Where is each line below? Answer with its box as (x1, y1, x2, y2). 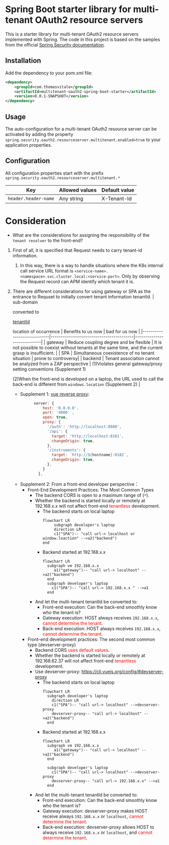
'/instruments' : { (47, 448, 86, 453)
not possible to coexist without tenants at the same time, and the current (12, 344, 163, 350)
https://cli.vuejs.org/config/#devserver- (81, 669, 164, 675)
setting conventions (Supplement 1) (12, 366, 87, 372)
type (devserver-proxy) (27, 641, 76, 648)
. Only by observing (119, 273, 160, 279)
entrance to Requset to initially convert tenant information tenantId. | (12, 293, 154, 299)
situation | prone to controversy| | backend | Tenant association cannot (12, 355, 160, 361)
